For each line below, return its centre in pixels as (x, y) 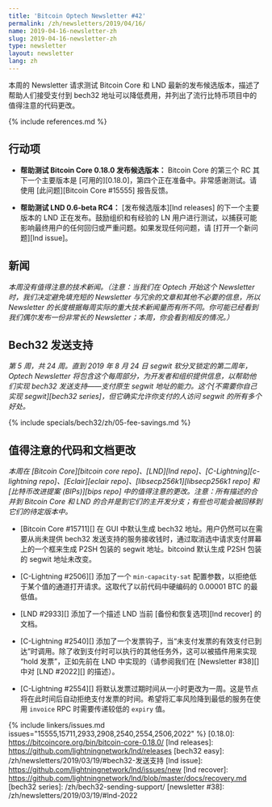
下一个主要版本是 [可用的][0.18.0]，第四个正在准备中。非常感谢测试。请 (138, 180)
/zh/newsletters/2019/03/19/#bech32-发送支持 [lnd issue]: (106, 761)
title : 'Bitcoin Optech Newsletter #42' (77, 16)
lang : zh (23, 62)
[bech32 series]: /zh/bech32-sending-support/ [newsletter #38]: (116, 787)
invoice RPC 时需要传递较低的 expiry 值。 (99, 709)
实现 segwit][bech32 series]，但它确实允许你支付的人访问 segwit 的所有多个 (135, 397)
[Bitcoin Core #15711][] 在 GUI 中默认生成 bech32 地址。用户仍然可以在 (138, 529)
